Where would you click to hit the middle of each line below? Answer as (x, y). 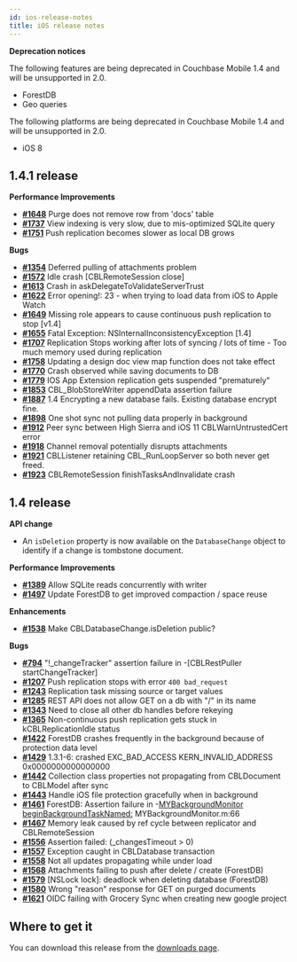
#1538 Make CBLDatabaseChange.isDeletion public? (118, 629)
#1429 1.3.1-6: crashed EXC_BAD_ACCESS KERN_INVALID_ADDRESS (147, 757)
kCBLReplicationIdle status (71, 729)
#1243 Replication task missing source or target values (122, 692)
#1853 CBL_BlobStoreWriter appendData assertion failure (127, 390)
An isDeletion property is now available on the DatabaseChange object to (154, 541)
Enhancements (38, 612)
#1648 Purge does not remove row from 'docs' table (118, 215)
